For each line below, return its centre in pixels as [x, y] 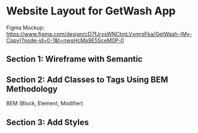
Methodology [32, 89]
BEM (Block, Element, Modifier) [45, 104]
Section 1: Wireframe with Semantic [74, 59]
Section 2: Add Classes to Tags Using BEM [87, 79]
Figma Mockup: [25, 28]
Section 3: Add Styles [47, 122]
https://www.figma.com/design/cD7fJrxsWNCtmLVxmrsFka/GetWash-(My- [99, 34]
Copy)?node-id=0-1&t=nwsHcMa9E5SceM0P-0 [65, 40]
